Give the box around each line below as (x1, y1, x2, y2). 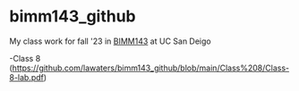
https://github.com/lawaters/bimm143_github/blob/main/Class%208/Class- (12, 62, 289, 73)
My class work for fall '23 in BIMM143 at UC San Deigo (9, 36, 212, 46)
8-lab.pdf (9, 71, 45, 82)
